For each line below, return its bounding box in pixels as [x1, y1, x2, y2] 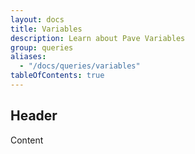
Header [10, 107, 58, 125]
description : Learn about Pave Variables [10, 33, 186, 43]
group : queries [10, 42, 74, 53]
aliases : [10, 52, 47, 62]
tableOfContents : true [10, 71, 105, 81]
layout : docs [10, 14, 65, 25]
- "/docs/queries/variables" [19, 61, 141, 71]
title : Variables [10, 24, 83, 34]
